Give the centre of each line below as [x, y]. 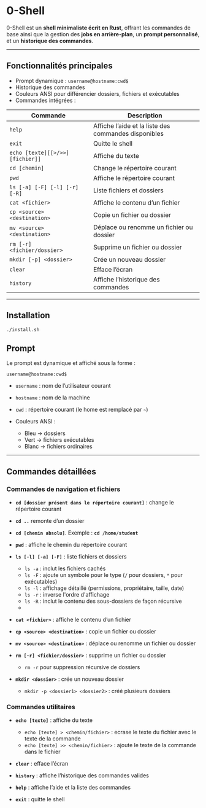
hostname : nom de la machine [52, 398]
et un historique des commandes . [50, 41]
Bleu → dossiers [45, 433]
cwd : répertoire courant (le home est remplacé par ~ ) [82, 410]
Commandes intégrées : [45, 100]
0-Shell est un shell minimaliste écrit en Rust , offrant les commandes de [99, 28]
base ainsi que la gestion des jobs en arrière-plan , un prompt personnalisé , [103, 34]
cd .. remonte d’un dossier [50, 521]
